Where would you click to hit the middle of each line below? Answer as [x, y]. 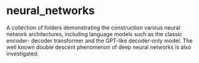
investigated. [23, 53]
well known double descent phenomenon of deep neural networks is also [99, 47]
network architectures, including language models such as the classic [94, 34]
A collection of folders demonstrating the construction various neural [93, 28]
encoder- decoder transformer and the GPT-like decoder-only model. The [99, 40]
